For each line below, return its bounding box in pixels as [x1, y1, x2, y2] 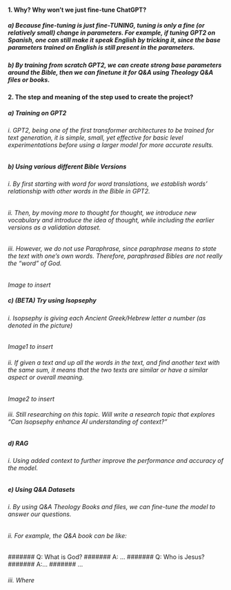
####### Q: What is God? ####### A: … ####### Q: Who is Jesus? [8, 553, 205, 561]
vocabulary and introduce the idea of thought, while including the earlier [8, 216, 214, 224]
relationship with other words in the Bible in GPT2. [8, 187, 150, 195]
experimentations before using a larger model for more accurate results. [8, 140, 214, 149]
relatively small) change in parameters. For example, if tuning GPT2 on [8, 28, 216, 37]
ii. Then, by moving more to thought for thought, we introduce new [8, 208, 197, 217]
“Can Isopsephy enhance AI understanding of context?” [8, 418, 168, 426]
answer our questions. [8, 510, 72, 518]
